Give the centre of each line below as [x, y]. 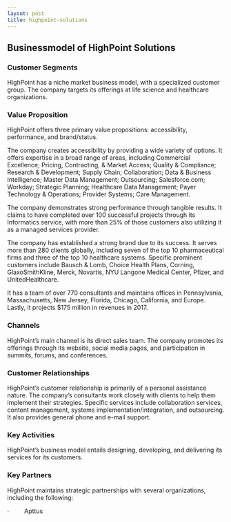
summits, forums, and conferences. [58, 355]
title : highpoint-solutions [48, 20]
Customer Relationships [48, 373]
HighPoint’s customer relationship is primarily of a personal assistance [107, 388]
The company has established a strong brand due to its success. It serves [112, 243]
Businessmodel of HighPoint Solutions [91, 48]
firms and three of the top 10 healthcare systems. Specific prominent [105, 258]
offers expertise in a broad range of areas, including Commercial [99, 158]
